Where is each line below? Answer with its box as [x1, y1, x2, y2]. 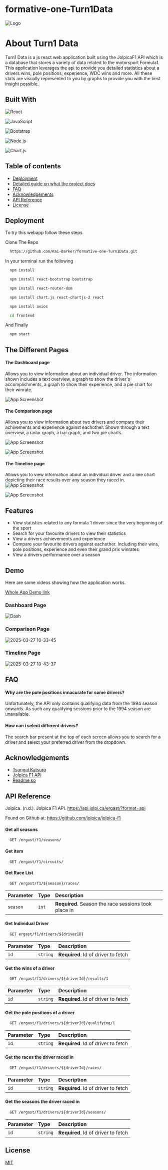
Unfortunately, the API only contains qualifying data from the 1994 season [5, 700, 157, 707]
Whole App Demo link [5, 589, 50, 595]
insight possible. [5, 81, 39, 87]
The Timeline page [5, 460, 45, 466]
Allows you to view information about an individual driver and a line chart [5, 472, 155, 478]
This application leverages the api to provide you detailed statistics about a [5, 65, 159, 71]
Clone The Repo [5, 239, 38, 245]
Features [5, 506, 33, 515]
